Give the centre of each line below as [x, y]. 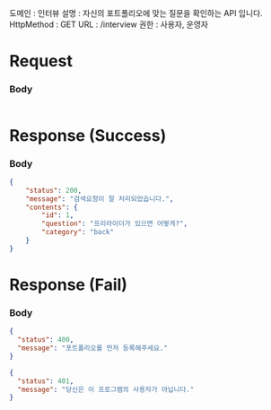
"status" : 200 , [54, 190]
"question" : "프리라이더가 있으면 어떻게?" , [115, 224]
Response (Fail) [69, 285]
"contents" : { [52, 207]
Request [41, 61]
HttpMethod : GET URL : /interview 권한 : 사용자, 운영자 [109, 24]
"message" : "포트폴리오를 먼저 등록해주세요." [93, 348]
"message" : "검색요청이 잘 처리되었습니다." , [100, 199]
